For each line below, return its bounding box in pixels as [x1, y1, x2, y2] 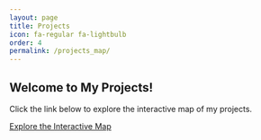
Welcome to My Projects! [9, 80, 154, 95]
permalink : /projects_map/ [9, 47, 111, 56]
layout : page [9, 13, 58, 22]
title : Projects [9, 22, 70, 31]
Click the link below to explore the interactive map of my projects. [9, 103, 253, 114]
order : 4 [9, 38, 42, 48]
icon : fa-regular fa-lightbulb [9, 30, 127, 39]
